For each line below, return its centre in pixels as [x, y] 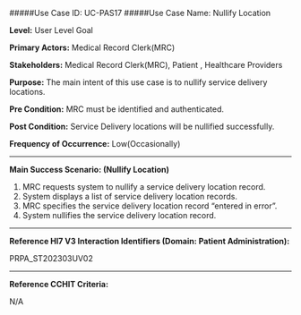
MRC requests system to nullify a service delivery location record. [144, 187]
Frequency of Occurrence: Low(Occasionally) [95, 144]
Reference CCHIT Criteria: [59, 284]
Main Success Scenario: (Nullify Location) [90, 170]
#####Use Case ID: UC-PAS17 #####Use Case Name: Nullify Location [140, 13]
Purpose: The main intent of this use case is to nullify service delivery [138, 82]
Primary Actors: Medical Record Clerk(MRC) [92, 47]
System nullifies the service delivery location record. [119, 215]
